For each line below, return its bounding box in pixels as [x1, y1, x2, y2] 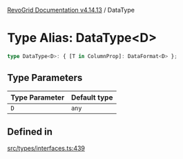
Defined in [7, 126, 53, 138]
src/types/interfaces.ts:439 [7, 144, 85, 153]
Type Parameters [7, 72, 83, 84]
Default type [71, 93, 113, 102]
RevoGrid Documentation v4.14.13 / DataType [7, 6, 135, 14]
